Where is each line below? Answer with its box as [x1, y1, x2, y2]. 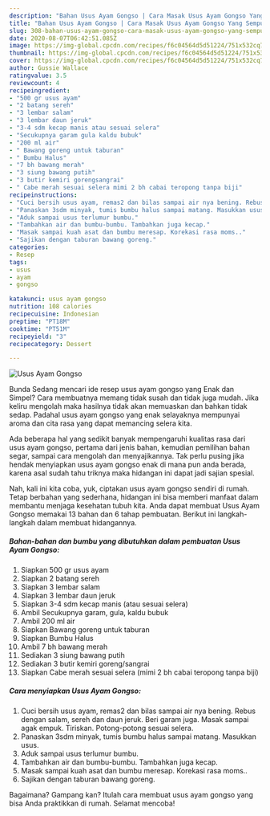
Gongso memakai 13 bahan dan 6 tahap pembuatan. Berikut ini [9, 509, 216, 519]
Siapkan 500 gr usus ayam [20, 565, 109, 575]
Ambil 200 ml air [20, 616, 75, 626]
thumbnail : [9, 49, 46, 57]
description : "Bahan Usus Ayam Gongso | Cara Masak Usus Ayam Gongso [9, 11, 247, 20]
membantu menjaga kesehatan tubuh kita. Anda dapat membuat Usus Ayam [9, 501, 260, 511]
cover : [9, 57, 31, 65]
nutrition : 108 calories [9, 303, 92, 311]
